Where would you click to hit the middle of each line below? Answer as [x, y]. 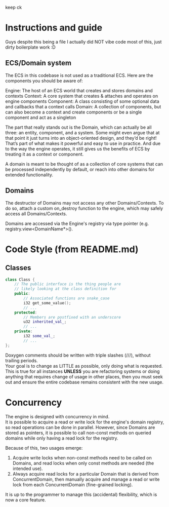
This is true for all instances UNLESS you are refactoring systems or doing [83, 371]
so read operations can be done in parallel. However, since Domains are [80, 427]
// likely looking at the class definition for [65, 289]
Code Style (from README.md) [72, 249]
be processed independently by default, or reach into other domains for [80, 169]
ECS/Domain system [38, 63]
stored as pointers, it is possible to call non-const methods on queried [78, 433]
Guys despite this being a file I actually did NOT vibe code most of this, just [83, 42]
